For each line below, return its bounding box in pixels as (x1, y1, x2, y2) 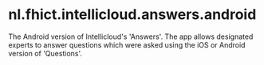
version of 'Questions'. (8, 48, 82, 58)
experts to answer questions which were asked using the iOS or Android (8, 40, 246, 49)
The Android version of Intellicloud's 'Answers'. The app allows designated (8, 32, 254, 41)
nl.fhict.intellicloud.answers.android (8, 6, 257, 24)
